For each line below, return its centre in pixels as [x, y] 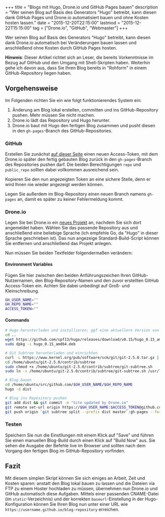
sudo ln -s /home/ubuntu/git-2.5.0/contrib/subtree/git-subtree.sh [76, 371]
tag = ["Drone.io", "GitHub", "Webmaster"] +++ [80, 28]
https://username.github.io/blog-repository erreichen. [62, 509]
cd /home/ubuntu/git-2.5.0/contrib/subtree [50, 362]
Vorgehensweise [31, 89]
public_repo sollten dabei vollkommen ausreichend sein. [62, 170]
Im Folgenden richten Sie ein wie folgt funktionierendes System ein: [73, 100]
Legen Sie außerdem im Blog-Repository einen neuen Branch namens [76, 194]
